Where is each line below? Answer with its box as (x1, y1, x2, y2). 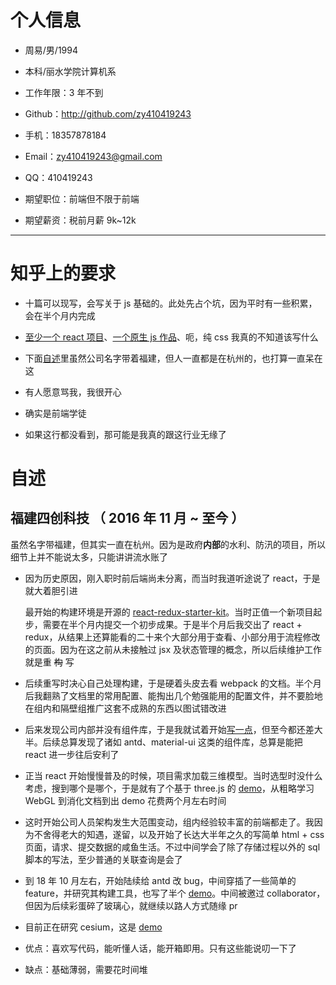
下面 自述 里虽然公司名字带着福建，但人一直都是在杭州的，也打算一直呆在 (24, 352, 323, 364)
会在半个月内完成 (24, 309, 96, 321)
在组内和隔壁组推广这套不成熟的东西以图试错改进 (24, 702, 227, 714)
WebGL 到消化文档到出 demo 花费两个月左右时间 (24, 794, 227, 806)
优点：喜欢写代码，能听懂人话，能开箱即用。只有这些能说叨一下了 (24, 942, 297, 954)
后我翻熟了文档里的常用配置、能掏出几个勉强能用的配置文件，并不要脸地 (24, 689, 323, 701)
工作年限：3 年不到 (24, 86, 104, 98)
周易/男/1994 (24, 44, 78, 56)
